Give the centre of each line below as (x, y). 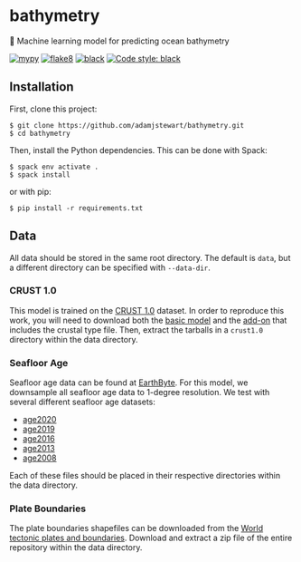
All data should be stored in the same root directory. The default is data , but (150, 257)
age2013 (39, 449)
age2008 (39, 458)
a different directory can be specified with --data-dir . (110, 267)
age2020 (39, 420)
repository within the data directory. (76, 547)
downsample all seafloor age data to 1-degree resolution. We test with (140, 392)
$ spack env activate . (54, 167)
